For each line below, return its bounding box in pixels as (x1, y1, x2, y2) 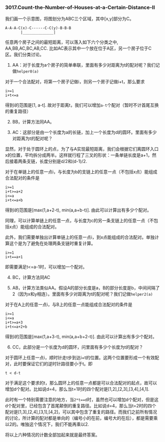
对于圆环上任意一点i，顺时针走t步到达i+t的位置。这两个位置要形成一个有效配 (5, 355, 160, 361)
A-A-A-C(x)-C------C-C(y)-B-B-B (5, 26, 71, 31)
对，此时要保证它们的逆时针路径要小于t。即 (5, 361, 93, 367)
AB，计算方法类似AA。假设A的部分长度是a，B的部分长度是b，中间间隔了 (12, 285, 160, 291)
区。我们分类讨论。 (5, 51, 44, 58)
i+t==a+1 (5, 255, 23, 260)
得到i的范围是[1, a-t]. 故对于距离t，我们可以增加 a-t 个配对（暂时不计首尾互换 (5, 102, 159, 108)
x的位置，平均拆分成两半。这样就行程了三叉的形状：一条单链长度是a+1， (5, 152, 152, 158)
